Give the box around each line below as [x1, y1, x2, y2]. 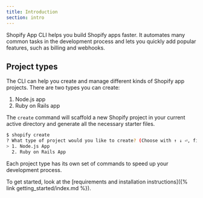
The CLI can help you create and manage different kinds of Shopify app [6, 78, 185, 85]
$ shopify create [6, 132, 50, 138]
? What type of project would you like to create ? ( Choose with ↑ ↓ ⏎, [6, 137, 190, 144]
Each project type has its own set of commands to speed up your [6, 160, 169, 167]
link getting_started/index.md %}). [6, 184, 92, 191]
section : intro [6, 15, 45, 21]
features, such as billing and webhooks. [6, 44, 106, 51]
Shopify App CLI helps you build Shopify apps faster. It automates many [6, 31, 185, 38]
